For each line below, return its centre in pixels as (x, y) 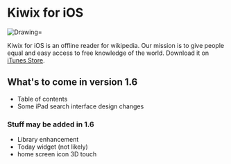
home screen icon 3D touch (57, 154)
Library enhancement (48, 140)
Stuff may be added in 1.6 (51, 124)
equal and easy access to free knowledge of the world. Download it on (108, 53)
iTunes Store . (26, 60)
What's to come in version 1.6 (72, 82)
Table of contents (42, 99)
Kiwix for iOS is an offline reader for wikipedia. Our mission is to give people (115, 45)
